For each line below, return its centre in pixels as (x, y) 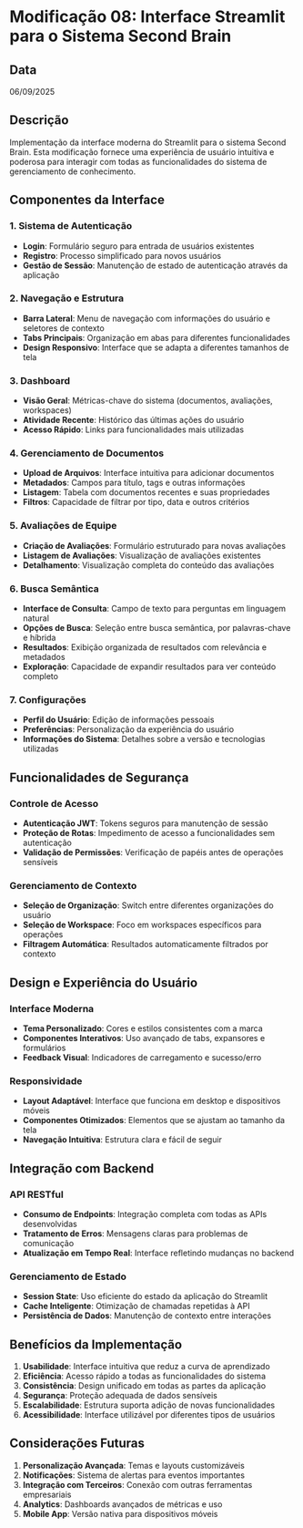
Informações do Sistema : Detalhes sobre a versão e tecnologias (144, 739)
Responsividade (46, 1080)
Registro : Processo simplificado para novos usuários (121, 255)
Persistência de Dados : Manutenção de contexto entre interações (146, 1316)
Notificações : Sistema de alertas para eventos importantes (134, 1475)
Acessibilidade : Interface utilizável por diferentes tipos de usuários (149, 1415)
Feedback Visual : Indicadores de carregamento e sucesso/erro (142, 1057)
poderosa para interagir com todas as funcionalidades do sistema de (138, 161)
